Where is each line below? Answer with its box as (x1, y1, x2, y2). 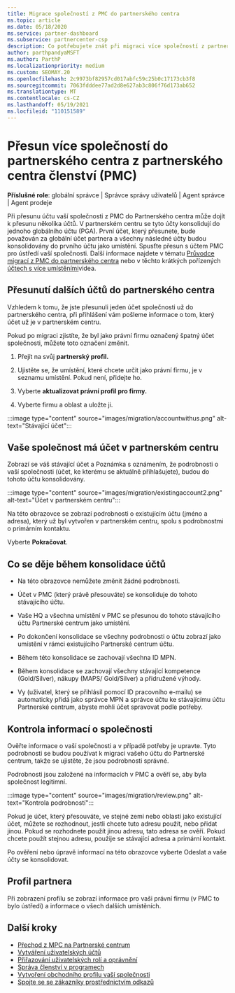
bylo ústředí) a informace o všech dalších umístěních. (7, 901, 162, 910)
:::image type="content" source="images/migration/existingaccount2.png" (7, 488, 222, 497)
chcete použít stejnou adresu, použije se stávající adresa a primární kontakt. (7, 834, 227, 843)
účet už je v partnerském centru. (7, 318, 101, 326)
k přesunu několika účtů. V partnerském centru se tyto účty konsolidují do (7, 219, 220, 227)
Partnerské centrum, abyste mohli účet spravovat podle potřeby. (17, 703, 203, 711)
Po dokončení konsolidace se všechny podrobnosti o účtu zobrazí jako (17, 633, 222, 641)
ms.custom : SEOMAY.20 (7, 69, 71, 76)
